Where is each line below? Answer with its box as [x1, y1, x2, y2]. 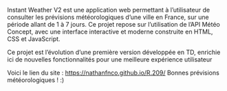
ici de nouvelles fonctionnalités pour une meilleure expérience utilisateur [7, 55, 213, 64]
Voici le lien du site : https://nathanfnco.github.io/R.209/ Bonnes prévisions [7, 68, 220, 77]
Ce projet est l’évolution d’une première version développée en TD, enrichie [7, 48, 221, 56]
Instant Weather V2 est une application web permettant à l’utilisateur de [7, 6, 210, 14]
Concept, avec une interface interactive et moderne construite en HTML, [7, 27, 213, 36]
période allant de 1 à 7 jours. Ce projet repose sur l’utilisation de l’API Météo [7, 21, 220, 28]
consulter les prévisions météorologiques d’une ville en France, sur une [7, 13, 209, 21]
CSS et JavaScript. [7, 35, 61, 43]
